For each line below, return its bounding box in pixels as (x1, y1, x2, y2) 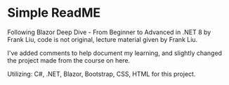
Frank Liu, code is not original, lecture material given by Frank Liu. (7, 35, 198, 43)
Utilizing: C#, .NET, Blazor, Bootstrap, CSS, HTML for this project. (7, 70, 196, 78)
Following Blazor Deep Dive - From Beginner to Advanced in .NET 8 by (7, 28, 211, 36)
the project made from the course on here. (7, 56, 131, 64)
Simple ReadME (7, 5, 101, 21)
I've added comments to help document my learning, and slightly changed (7, 49, 223, 57)
